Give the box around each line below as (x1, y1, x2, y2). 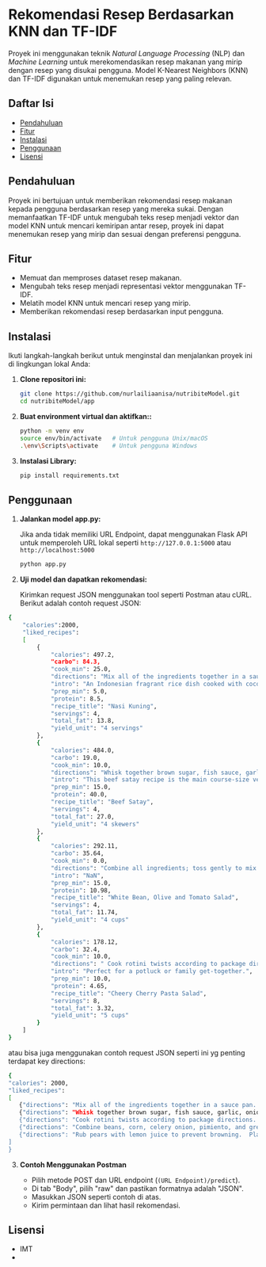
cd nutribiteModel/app (19, 398, 95, 406)
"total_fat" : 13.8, (50, 717, 115, 725)
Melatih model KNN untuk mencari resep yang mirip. (19, 299, 192, 308)
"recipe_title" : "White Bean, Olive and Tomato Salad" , (50, 894, 239, 902)
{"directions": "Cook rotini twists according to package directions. (18, 1116, 257, 1124)
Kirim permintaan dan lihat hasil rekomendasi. (31, 1200, 180, 1210)
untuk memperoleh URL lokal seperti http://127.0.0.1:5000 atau (19, 538, 232, 548)
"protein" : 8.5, (50, 695, 104, 703)
